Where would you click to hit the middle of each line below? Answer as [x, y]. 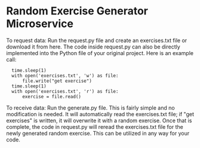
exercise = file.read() [52, 96]
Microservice [40, 24]
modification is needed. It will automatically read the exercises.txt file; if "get [100, 114]
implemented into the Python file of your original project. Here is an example [100, 53]
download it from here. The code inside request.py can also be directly [93, 47]
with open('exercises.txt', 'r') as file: [65, 91]
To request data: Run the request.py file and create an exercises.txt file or [97, 40]
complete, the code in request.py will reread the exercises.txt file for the [95, 126]
